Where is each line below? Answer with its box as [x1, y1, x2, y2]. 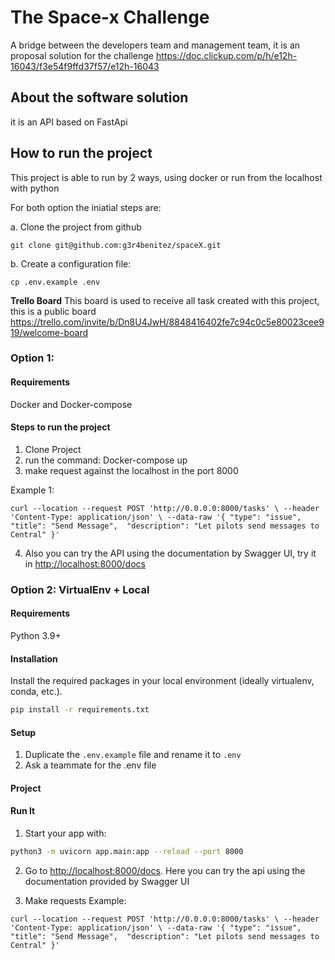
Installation [10, 652, 58, 665]
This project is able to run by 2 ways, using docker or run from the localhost [10, 171, 323, 183]
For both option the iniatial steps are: [10, 201, 162, 213]
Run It [10, 805, 36, 817]
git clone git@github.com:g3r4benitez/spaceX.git [10, 240, 222, 250]
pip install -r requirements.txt [10, 705, 150, 715]
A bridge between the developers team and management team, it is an [10, 39, 301, 51]
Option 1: [10, 351, 55, 365]
